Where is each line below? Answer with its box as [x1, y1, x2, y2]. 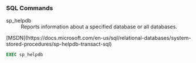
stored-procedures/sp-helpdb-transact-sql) [6, 40, 112, 47]
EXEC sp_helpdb [6, 52, 43, 58]
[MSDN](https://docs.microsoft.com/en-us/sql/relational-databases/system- [6, 35, 191, 42]
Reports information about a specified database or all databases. [21, 23, 178, 30]
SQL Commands [6, 4, 53, 12]
